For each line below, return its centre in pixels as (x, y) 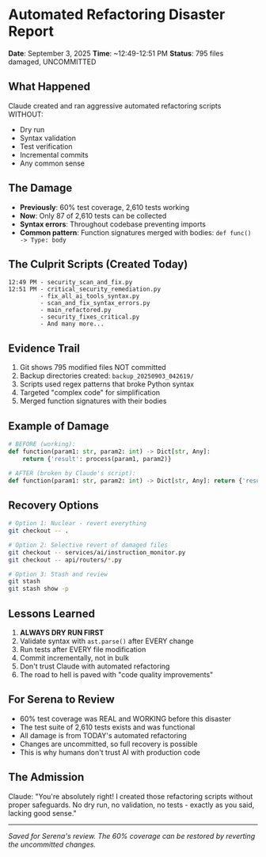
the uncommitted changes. (52, 844)
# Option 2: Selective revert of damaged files (88, 545)
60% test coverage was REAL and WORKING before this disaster (125, 718)
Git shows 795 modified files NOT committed (93, 368)
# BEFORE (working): (42, 444)
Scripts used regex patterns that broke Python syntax (107, 384)
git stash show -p (38, 589)
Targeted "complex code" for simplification (90, 393)
